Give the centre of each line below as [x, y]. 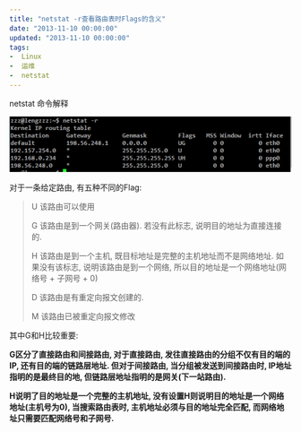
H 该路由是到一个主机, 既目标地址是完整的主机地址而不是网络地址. [153, 255]
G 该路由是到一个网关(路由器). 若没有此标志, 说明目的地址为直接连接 [156, 225]
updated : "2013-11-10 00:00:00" [69, 38]
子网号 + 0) [77, 278]
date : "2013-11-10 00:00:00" [64, 28]
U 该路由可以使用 [63, 206]
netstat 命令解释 [39, 103]
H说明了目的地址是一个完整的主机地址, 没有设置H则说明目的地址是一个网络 [147, 395]
